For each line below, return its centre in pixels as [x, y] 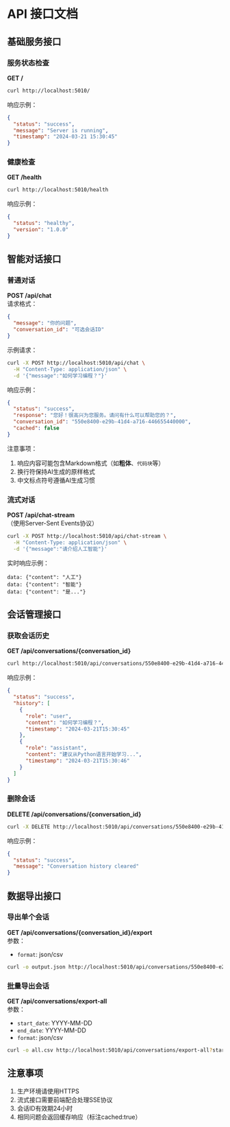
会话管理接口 [34, 615]
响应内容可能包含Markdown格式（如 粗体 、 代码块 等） [91, 463]
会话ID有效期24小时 [45, 1108]
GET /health [25, 177]
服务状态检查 [28, 62]
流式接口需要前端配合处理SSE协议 [65, 1100]
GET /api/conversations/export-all [57, 1001]
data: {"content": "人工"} [44, 577]
